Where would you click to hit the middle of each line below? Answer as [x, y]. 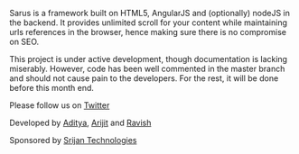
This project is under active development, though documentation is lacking [148, 59]
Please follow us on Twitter [60, 105]
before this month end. [52, 88]
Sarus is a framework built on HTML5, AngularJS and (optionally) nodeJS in [150, 13]
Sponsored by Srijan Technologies [73, 140]
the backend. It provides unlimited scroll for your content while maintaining [148, 23]
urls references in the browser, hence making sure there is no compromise [148, 32]
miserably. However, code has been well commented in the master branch [147, 68]
